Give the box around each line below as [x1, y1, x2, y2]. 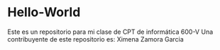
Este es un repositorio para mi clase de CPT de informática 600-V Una [7, 27, 214, 36]
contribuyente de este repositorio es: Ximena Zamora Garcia [7, 35, 185, 43]
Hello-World [7, 4, 81, 20]
